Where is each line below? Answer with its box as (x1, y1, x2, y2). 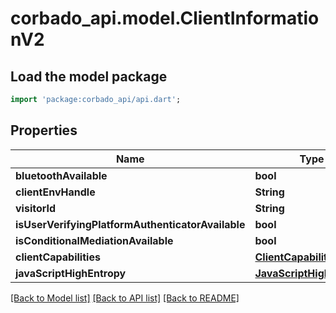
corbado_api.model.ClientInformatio (10, 7, 320, 30)
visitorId (15, 201, 57, 215)
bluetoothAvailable (15, 168, 108, 182)
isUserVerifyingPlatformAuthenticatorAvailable (15, 217, 246, 231)
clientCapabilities (15, 250, 101, 264)
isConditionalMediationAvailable (15, 233, 174, 247)
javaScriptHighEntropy (15, 266, 127, 280)
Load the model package (10, 68, 168, 85)
